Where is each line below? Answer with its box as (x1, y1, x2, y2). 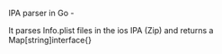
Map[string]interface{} (8, 35, 92, 45)
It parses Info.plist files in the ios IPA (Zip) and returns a (8, 25, 214, 35)
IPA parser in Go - (8, 8, 75, 18)
